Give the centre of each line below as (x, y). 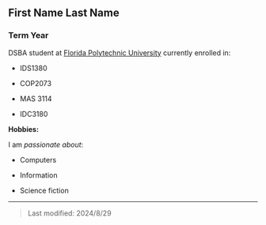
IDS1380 (33, 68)
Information (38, 175)
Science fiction (44, 190)
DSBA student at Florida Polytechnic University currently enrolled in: (120, 52)
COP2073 (36, 83)
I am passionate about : (46, 144)
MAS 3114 (36, 99)
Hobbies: (24, 129)
